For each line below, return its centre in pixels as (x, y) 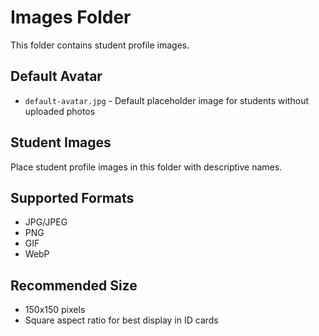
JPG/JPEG (46, 222)
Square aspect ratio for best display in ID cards (121, 320)
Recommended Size (74, 285)
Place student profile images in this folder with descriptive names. (146, 167)
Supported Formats (72, 197)
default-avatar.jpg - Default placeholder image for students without (167, 100)
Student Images (61, 142)
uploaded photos (60, 111)
